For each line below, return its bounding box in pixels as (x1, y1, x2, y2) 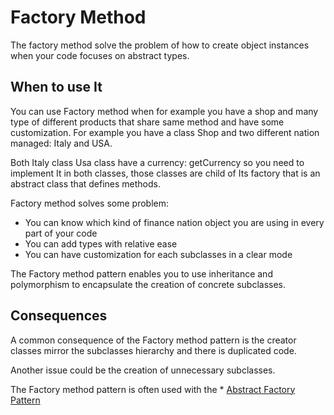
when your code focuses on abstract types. (10, 49, 190, 61)
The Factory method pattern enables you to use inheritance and (10, 267, 273, 280)
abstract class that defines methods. (10, 177, 161, 190)
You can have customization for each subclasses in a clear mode (24, 248, 293, 260)
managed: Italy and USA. (10, 137, 113, 149)
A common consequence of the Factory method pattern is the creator (10, 334, 297, 346)
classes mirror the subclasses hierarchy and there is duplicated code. (10, 344, 297, 356)
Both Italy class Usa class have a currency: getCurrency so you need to (10, 156, 305, 168)
